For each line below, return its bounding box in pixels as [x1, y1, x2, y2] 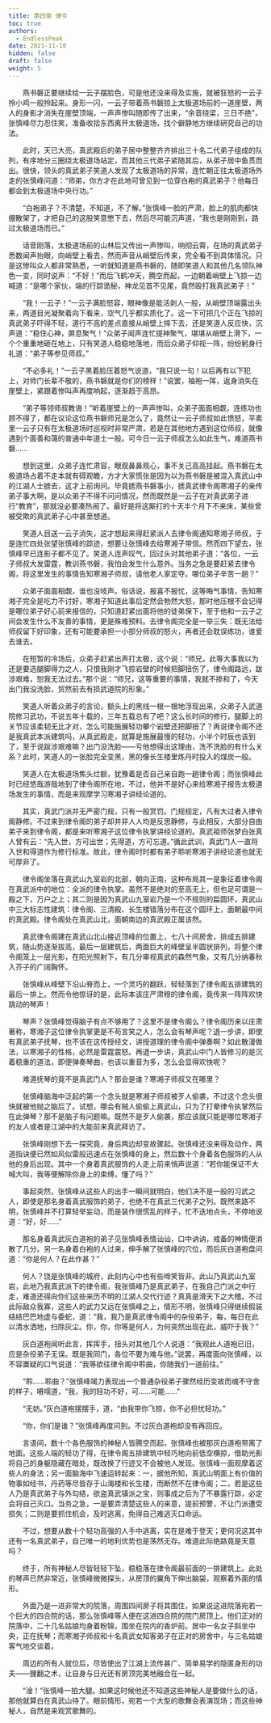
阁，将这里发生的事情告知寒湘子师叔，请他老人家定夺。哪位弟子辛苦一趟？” [8, 568, 260, 578]
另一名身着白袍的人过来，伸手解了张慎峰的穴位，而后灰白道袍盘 [43, 1244, 256, 1253]
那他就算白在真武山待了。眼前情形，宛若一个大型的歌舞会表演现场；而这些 [8, 1696, 256, 1705]
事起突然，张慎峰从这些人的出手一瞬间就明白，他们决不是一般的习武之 [22, 1186, 256, 1196]
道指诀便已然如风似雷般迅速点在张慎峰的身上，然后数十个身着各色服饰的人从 [8, 1149, 263, 1159]
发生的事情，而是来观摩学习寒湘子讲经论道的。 [15, 789, 171, 799]
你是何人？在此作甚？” [25, 1254, 100, 1264]
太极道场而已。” [15, 223, 65, 233]
